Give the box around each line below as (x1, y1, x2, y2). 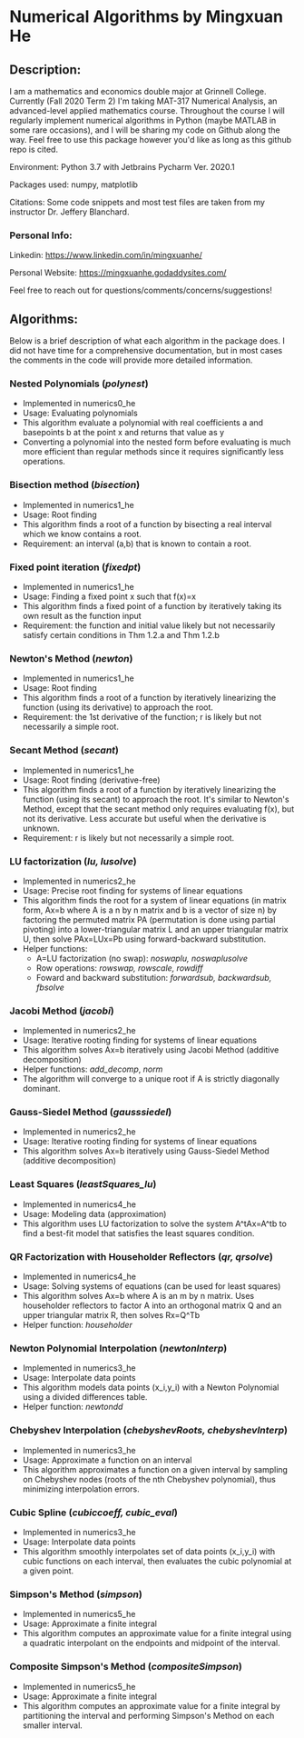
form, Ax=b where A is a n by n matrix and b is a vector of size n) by (22, 904, 277, 915)
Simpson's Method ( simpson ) (9, 1588, 142, 1601)
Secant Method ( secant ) (9, 744, 120, 756)
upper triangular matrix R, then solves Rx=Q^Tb (22, 1310, 201, 1321)
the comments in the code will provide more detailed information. (9, 355, 253, 365)
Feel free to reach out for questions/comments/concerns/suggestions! (9, 285, 272, 296)
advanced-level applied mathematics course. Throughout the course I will (9, 105, 286, 115)
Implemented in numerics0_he (22, 398, 136, 409)
